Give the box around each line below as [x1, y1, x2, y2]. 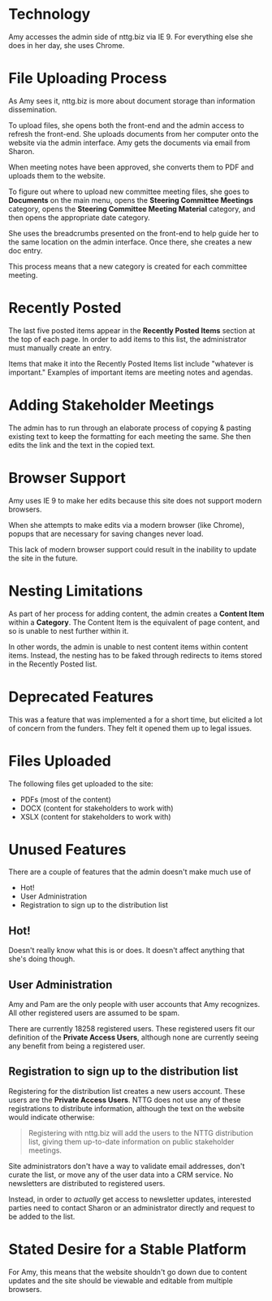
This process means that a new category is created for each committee [8, 262, 248, 271]
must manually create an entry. [8, 343, 112, 353]
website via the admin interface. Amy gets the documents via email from [8, 138, 250, 147]
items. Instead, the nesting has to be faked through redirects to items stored [8, 650, 262, 660]
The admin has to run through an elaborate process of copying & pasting [8, 423, 252, 433]
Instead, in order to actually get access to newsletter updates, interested [8, 1194, 252, 1204]
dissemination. [8, 104, 58, 114]
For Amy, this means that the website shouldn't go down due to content [8, 1267, 248, 1277]
